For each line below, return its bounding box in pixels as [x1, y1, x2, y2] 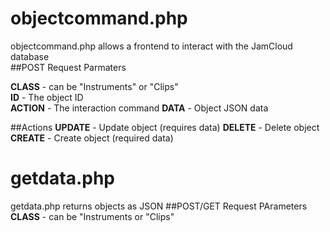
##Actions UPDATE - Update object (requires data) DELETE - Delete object [10, 121, 320, 133]
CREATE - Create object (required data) [10, 132, 174, 144]
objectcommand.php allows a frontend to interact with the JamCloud [10, 40, 293, 52]
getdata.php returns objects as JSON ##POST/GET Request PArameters [10, 200, 308, 212]
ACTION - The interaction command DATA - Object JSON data [10, 102, 269, 114]
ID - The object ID [10, 91, 84, 103]
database [10, 50, 50, 62]
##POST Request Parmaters [10, 61, 127, 73]
